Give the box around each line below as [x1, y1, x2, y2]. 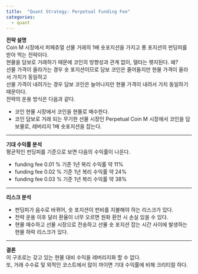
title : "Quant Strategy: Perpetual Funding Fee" [6, 8, 131, 15]
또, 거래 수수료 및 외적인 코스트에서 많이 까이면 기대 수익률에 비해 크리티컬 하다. [6, 261, 189, 269]
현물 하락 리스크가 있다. [14, 229, 69, 236]
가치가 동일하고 [12, 73, 47, 80]
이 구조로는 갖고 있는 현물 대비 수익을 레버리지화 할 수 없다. [6, 254, 141, 261]
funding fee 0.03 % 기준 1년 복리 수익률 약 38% [14, 175, 127, 183]
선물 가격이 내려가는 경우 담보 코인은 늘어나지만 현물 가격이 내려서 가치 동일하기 [6, 81, 189, 88]
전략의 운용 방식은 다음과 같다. [6, 96, 75, 103]
